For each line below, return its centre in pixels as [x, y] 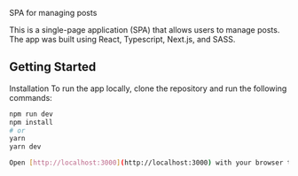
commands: [31, 97]
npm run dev [31, 114]
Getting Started [53, 67]
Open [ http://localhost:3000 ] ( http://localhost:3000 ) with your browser [146, 163]
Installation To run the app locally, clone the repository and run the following [148, 88]
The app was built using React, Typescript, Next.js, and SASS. [122, 39]
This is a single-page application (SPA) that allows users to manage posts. [145, 30]
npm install [31, 122]
